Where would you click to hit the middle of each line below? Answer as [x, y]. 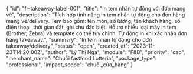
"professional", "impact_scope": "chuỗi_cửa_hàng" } [70, 65]
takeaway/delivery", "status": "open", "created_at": [68, 46]
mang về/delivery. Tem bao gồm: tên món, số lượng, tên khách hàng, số [93, 21]
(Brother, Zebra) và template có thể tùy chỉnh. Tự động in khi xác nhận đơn [97, 33]
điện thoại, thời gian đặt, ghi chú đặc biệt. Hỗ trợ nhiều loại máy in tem [91, 27]
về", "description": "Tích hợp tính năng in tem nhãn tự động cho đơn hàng [96, 15]
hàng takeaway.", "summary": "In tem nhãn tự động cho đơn [79, 40]
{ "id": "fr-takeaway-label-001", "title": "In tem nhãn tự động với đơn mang [96, 9]
